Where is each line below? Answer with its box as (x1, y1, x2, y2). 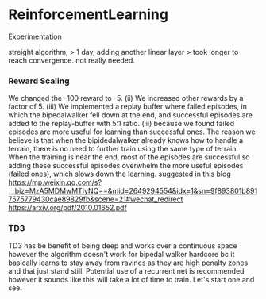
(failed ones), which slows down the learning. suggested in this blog (8, 169, 232, 179)
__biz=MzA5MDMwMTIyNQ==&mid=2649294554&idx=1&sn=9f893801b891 (8, 186, 258, 196)
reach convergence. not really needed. (8, 56, 135, 65)
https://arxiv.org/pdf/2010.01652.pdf (8, 203, 127, 213)
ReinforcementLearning (8, 6, 169, 24)
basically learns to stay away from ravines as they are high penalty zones (8, 258, 249, 267)
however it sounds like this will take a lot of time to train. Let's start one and (8, 274, 255, 284)
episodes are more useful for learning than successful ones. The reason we (8, 127, 256, 136)
